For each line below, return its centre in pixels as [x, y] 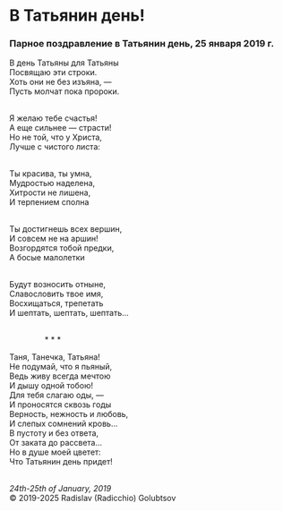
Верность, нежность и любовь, [69, 414]
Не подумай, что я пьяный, [61, 367]
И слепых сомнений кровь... [64, 424]
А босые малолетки [47, 258]
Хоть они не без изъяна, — [60, 82]
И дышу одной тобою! [51, 386]
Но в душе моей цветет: [55, 452]
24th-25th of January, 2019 [60, 489]
